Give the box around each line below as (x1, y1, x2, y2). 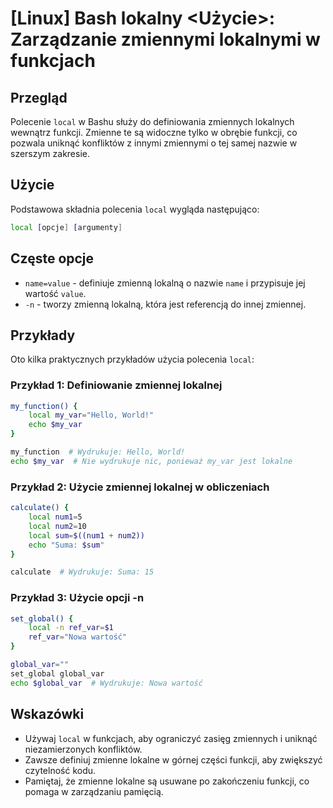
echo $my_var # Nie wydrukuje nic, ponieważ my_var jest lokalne (10, 456, 293, 466)
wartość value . (24, 287, 87, 299)
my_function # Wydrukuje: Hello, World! (10, 447, 186, 457)
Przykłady (10, 327, 76, 344)
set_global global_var (10, 668, 105, 679)
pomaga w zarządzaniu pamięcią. (24, 785, 164, 797)
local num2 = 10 (28, 521, 87, 531)
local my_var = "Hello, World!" (28, 410, 155, 421)
